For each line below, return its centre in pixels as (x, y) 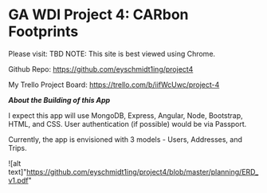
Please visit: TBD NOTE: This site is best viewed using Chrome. (112, 53)
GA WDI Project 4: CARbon (98, 15)
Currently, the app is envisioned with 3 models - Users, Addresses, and (126, 139)
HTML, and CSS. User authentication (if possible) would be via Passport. (128, 124)
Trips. (18, 148)
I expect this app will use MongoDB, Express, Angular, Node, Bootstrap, (126, 115)
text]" (18, 171)
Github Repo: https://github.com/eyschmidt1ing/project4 (101, 69)
